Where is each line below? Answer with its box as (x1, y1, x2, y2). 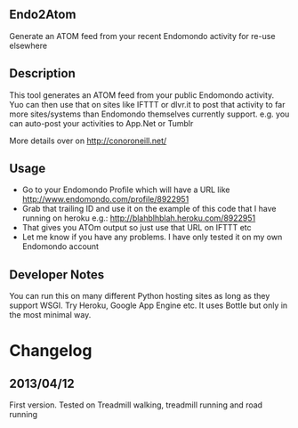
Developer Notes (9, 267, 105, 282)
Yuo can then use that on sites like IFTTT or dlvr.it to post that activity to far (9, 99, 286, 109)
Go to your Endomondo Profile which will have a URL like (21, 184, 230, 195)
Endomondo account (21, 241, 100, 252)
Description (9, 66, 76, 81)
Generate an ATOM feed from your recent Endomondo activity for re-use (9, 30, 276, 41)
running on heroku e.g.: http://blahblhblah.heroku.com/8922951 (21, 213, 256, 223)
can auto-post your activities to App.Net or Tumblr (9, 117, 194, 128)
